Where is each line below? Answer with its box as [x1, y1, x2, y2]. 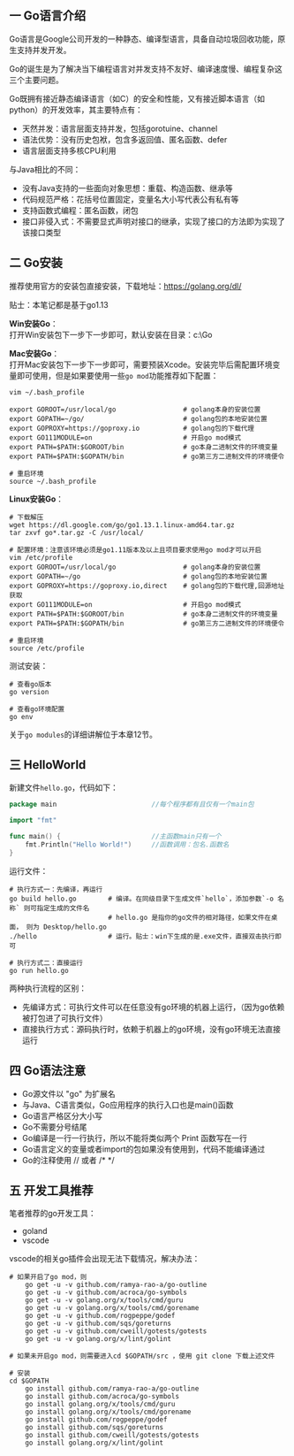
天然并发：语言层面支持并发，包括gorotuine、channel [21, 123, 218, 134]
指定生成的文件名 [36, 903, 90, 913]
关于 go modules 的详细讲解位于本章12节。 [9, 729, 157, 739]
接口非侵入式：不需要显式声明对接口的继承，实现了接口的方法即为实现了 [21, 216, 285, 226]
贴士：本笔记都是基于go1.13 [9, 299, 109, 310]
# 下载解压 [9, 512, 44, 522]
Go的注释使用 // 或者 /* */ [21, 1154, 115, 1165]
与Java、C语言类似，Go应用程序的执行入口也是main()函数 [21, 1100, 234, 1110]
